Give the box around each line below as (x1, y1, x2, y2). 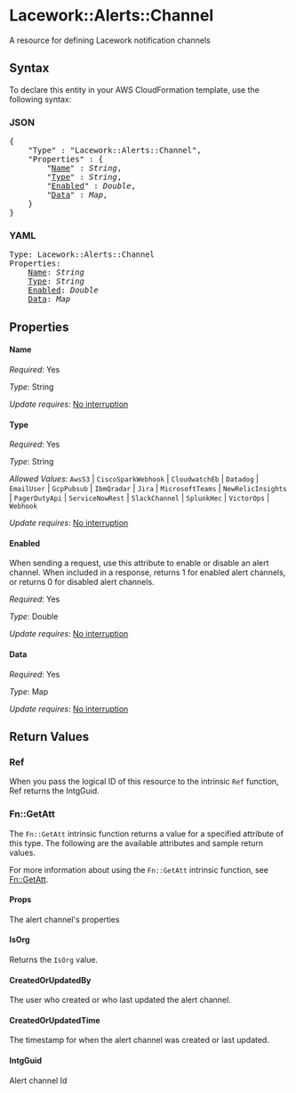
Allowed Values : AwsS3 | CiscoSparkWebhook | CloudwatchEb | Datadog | (9, 473, 260, 484)
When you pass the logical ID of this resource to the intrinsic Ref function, (9, 777, 279, 787)
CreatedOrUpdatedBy (9, 974, 92, 985)
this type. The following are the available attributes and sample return (9, 837, 264, 848)
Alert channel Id (9, 1075, 68, 1086)
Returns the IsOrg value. (9, 954, 99, 965)
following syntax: (9, 94, 72, 104)
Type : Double (9, 612, 59, 622)
